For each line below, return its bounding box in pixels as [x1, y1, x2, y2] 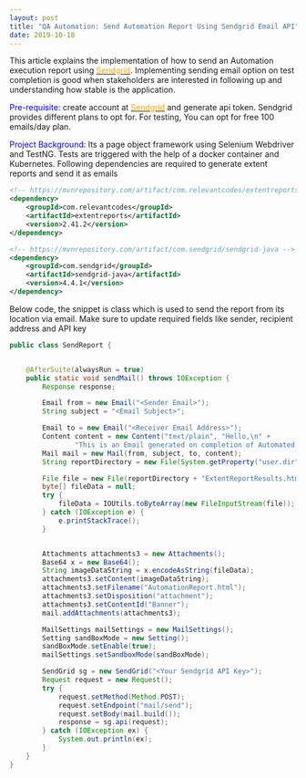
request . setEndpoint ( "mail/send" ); [57, 700, 194, 710]
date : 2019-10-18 [9, 30, 76, 39]
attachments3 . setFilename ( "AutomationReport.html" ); [42, 583, 247, 593]
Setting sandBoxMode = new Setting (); [42, 633, 189, 643]
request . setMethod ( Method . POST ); [57, 692, 185, 701]
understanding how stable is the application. [9, 84, 176, 96]
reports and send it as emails [9, 168, 118, 179]
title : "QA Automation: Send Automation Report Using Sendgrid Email [9, 22, 280, 31]
